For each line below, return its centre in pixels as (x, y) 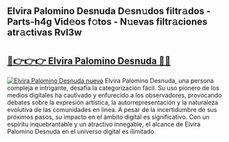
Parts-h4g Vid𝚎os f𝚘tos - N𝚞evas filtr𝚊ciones (107, 22)
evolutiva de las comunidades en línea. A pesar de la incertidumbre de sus (112, 110)
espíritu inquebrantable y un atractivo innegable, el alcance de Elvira (104, 124)
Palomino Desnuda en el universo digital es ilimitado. (82, 131)
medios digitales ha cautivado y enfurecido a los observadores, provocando (114, 95)
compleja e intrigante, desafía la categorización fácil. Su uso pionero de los (113, 88)
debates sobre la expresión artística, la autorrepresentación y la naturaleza (113, 102)
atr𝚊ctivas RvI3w (45, 32)
